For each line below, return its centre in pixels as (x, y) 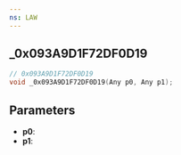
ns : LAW (24, 17)
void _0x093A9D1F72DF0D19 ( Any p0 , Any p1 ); (91, 82)
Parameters (42, 110)
